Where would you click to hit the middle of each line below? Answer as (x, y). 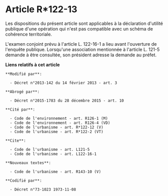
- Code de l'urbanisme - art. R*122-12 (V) (57, 127)
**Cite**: (16, 141)
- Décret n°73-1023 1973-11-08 (43, 189)
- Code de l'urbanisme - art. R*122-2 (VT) (57, 132)
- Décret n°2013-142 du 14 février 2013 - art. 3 (63, 83)
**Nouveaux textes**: (28, 163)
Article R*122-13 (41, 9)
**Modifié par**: (24, 74)
